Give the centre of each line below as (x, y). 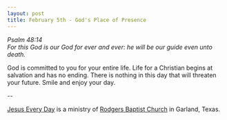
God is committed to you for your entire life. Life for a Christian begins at (110, 68)
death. (17, 54)
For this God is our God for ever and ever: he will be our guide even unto (110, 47)
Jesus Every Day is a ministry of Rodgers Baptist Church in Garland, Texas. (114, 109)
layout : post (26, 13)
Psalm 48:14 (25, 39)
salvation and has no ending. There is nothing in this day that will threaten (112, 75)
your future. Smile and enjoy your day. (61, 82)
